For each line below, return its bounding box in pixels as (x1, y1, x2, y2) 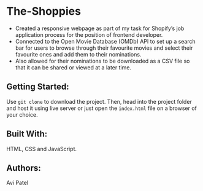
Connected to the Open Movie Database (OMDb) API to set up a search (15, 37, 196, 45)
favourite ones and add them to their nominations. (15, 50, 142, 58)
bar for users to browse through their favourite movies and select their (15, 44, 193, 52)
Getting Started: (6, 82, 69, 92)
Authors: (6, 163, 41, 173)
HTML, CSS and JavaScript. (6, 145, 77, 152)
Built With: (6, 129, 48, 139)
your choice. (6, 111, 38, 118)
